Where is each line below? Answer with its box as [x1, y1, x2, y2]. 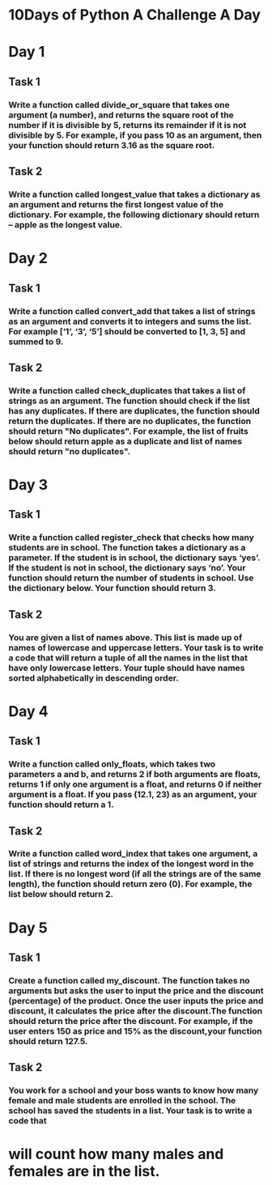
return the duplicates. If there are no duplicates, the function [8, 415, 252, 427]
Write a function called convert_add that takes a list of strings [8, 305, 256, 316]
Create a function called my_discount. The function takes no [8, 975, 250, 986]
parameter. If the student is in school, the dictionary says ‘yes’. [8, 552, 261, 563]
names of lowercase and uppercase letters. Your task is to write [8, 642, 264, 653]
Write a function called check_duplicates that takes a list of [8, 384, 246, 396]
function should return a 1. [8, 799, 115, 810]
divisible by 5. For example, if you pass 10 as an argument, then [8, 130, 262, 141]
